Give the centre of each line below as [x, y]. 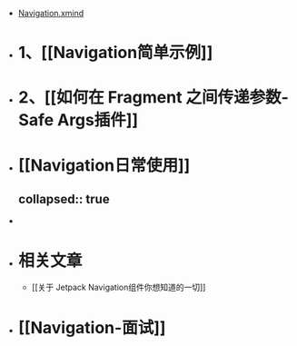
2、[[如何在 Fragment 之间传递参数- [153, 98]
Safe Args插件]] [78, 120]
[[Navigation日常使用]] [104, 165]
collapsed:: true [64, 199]
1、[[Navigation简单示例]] [115, 53]
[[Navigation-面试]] [92, 327]
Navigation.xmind [51, 13]
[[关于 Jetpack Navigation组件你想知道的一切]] [119, 287]
